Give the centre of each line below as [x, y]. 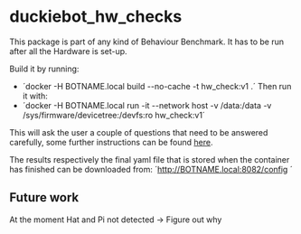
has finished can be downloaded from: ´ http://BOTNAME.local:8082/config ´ [151, 169]
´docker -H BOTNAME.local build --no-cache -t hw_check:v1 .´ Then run [157, 86]
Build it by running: [44, 69]
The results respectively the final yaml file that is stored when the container [150, 159]
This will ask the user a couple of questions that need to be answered [139, 132]
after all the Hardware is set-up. [69, 51]
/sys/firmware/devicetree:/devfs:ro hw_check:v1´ [113, 115]
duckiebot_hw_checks [96, 17]
